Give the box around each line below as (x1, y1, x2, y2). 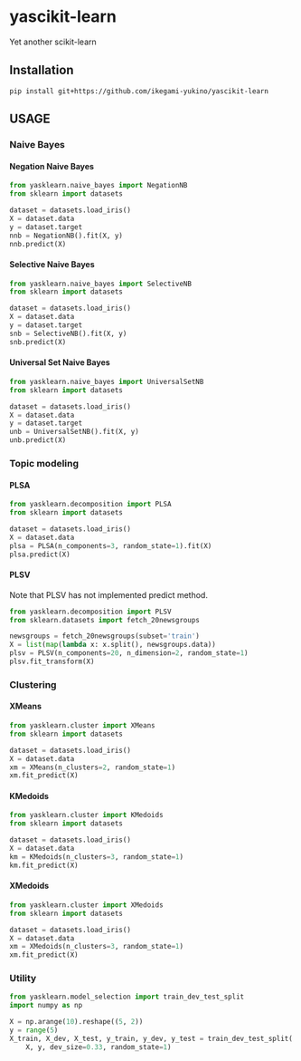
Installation (9, 63, 74, 78)
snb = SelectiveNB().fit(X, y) (9, 329, 127, 338)
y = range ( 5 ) (9, 1026, 59, 1035)
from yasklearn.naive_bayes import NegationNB (9, 181, 188, 190)
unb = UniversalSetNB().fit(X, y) (9, 428, 140, 437)
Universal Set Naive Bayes (9, 357, 110, 368)
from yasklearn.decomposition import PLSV (9, 607, 172, 616)
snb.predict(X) (9, 337, 67, 346)
